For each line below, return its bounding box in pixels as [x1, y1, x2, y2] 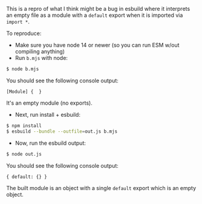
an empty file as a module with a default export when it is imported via [6, 12, 183, 19]
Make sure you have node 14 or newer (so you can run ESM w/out [15, 42, 180, 48]
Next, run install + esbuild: [15, 111, 80, 118]
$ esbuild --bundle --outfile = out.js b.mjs [6, 128, 118, 134]
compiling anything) [15, 48, 65, 55]
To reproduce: [6, 30, 42, 37]
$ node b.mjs [6, 66, 39, 72]
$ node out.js [6, 151, 42, 157]
